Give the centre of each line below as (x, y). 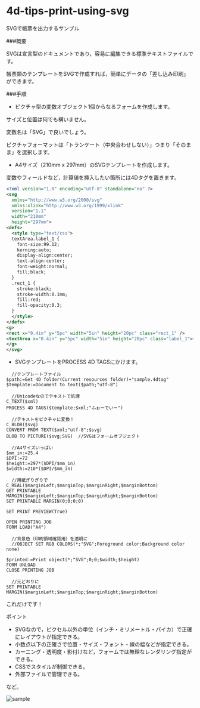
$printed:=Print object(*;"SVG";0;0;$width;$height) (73, 560)
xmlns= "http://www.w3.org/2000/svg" (57, 200)
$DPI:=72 (17, 458)
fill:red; (29, 300)
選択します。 (37, 152)
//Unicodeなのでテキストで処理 (46, 396)
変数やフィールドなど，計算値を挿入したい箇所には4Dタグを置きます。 (93, 177)
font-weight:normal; (42, 267)
